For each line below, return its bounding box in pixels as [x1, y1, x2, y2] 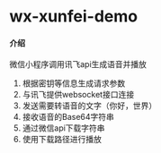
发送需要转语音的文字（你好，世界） [22, 100, 157, 111]
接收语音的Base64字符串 [22, 112, 115, 123]
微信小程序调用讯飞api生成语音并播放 [9, 59, 147, 70]
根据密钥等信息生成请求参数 [22, 78, 126, 89]
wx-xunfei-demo [9, 6, 138, 27]
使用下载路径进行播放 [22, 134, 102, 145]
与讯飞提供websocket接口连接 [22, 89, 135, 100]
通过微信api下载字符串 [22, 123, 105, 133]
